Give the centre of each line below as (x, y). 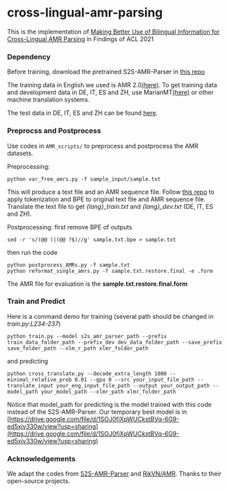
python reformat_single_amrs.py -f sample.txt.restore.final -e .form (110, 271)
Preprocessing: (28, 166)
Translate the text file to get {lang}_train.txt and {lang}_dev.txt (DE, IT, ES (110, 206)
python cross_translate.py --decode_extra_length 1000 (87, 373)
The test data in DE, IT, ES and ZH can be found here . (83, 113)
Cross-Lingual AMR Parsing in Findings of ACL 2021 (81, 38)
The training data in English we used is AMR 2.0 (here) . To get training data (112, 85)
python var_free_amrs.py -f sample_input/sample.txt (84, 179)
